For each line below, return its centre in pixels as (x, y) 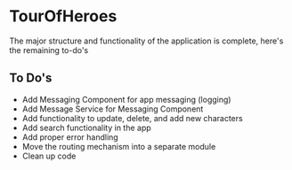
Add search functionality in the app (86, 127)
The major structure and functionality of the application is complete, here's (146, 41)
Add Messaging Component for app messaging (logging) (126, 99)
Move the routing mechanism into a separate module (119, 146)
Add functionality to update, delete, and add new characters (132, 118)
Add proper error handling (70, 137)
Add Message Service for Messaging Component (113, 109)
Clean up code (49, 156)
